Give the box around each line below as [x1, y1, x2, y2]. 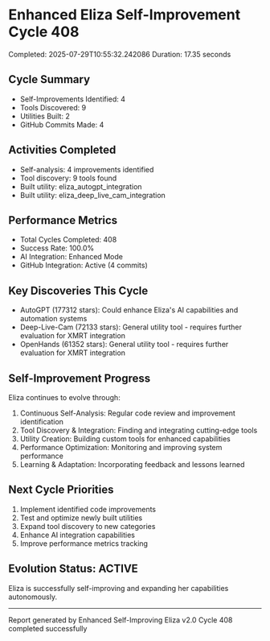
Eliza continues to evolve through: [8, 393, 121, 402]
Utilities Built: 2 [19, 111, 70, 121]
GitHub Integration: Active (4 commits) [19, 260, 149, 271]
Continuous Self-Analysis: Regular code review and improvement [19, 408, 235, 418]
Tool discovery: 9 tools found [19, 173, 117, 183]
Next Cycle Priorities [8, 483, 114, 497]
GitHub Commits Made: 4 [19, 119, 104, 130]
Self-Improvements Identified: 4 [19, 94, 126, 104]
